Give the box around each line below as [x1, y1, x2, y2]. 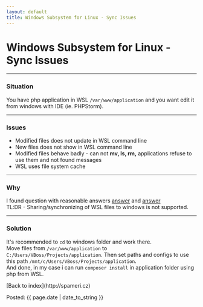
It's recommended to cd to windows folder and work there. [6, 238, 152, 245]
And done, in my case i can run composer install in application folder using [6, 263, 195, 271]
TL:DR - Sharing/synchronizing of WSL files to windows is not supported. [6, 204, 188, 211]
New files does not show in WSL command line [14, 143, 132, 151]
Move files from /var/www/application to [6, 244, 108, 251]
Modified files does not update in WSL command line [14, 137, 147, 144]
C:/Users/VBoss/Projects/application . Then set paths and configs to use [6, 251, 189, 258]
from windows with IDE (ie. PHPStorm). [6, 102, 104, 109]
